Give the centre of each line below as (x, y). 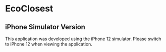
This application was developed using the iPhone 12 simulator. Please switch (83, 39)
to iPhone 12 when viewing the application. (49, 44)
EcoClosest (29, 9)
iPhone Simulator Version (45, 27)
